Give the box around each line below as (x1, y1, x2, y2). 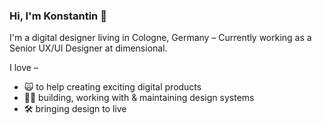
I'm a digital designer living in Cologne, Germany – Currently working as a (9, 32, 312, 44)
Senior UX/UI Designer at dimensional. (9, 42, 168, 54)
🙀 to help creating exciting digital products (23, 81, 202, 93)
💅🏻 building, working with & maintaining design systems (23, 92, 255, 104)
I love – (9, 62, 39, 74)
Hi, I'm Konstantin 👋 (9, 9, 107, 23)
